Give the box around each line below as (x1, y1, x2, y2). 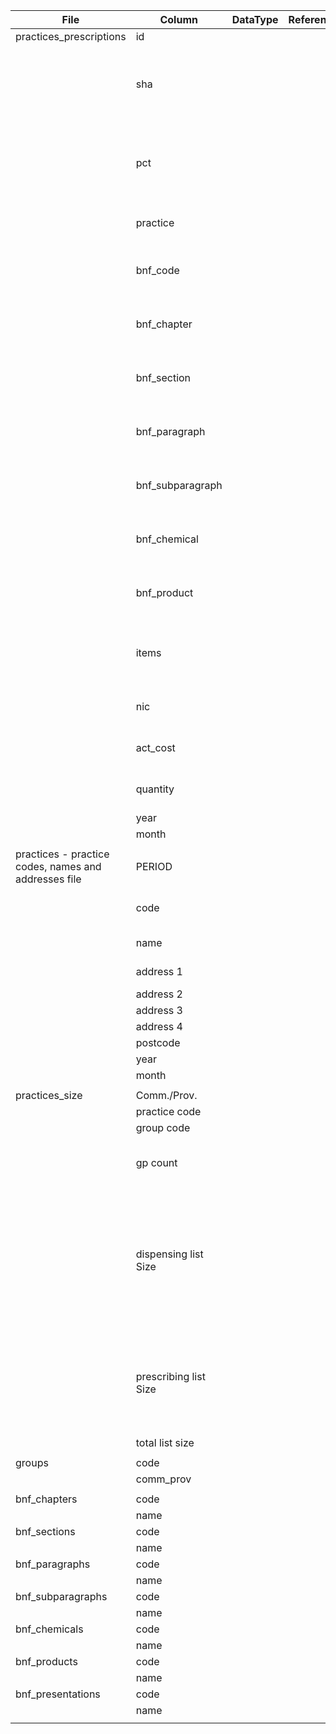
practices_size (15, 1089, 83, 1102)
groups (15, 1456, 49, 1469)
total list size (135, 1436, 195, 1449)
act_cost (135, 741, 176, 754)
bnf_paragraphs (15, 1557, 91, 1571)
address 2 (135, 987, 183, 1001)
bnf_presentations (15, 1687, 101, 1701)
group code (135, 1121, 191, 1134)
